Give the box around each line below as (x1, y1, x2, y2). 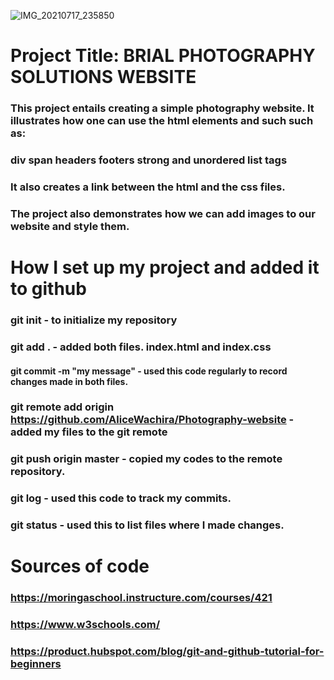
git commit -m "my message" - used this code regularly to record (10, 365, 288, 377)
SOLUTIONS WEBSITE (10, 66, 197, 89)
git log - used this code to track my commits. (10, 491, 232, 505)
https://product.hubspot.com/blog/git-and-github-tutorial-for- (10, 645, 325, 659)
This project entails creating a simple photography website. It (10, 101, 315, 115)
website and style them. (10, 219, 130, 233)
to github (10, 278, 87, 300)
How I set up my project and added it (10, 256, 320, 279)
